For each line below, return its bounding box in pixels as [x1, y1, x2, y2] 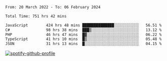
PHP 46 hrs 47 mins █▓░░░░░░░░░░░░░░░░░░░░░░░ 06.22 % [5, 32, 162, 37]
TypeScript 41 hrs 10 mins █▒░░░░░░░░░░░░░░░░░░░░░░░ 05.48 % [5, 36, 162, 42]
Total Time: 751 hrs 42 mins [5, 13, 67, 18]
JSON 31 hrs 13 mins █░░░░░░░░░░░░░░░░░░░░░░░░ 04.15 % [5, 41, 162, 46]
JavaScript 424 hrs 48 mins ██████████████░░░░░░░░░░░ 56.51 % [5, 22, 162, 27]
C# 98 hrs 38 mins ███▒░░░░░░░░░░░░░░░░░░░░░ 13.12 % [5, 27, 162, 32]
